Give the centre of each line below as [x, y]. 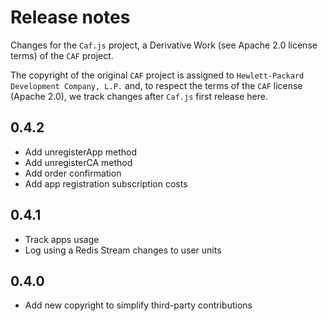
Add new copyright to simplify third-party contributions [138, 305]
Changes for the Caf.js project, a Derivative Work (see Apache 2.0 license [164, 45]
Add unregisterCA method [78, 162]
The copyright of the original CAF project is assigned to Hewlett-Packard [157, 75]
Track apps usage [62, 239]
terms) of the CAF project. [62, 55]
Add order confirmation [73, 173]
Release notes [70, 17]
